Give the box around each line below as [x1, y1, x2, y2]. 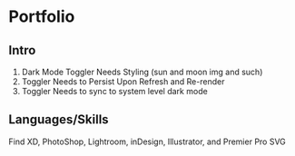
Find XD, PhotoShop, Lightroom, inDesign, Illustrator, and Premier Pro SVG [8, 136, 287, 147]
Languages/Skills [8, 112, 110, 128]
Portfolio [8, 6, 75, 27]
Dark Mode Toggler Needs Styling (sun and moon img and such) [21, 66, 263, 77]
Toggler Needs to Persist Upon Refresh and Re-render [21, 76, 225, 87]
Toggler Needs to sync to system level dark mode [21, 86, 208, 96]
